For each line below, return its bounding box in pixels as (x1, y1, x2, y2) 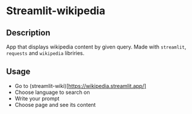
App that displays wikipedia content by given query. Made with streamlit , (6, 43, 187, 50)
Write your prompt (14, 95, 60, 102)
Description (6, 28, 50, 38)
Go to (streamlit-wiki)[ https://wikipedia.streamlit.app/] (14, 82, 146, 89)
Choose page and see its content (14, 101, 96, 108)
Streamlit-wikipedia (6, 4, 105, 18)
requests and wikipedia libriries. (6, 50, 85, 57)
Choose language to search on (14, 89, 90, 96)
